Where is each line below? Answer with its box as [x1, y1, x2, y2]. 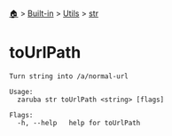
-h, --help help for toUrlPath [17, 118, 141, 127]
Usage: [9, 87, 34, 96]
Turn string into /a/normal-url [9, 71, 129, 81]
